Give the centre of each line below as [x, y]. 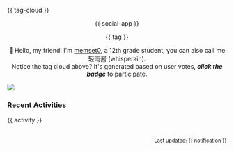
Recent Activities [37, 105]
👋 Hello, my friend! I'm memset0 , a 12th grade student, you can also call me [117, 50]
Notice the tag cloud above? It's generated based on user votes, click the [117, 66]
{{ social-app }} [117, 23]
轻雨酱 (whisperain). [117, 59]
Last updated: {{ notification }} [190, 141]
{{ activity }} [25, 120]
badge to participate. [117, 74]
